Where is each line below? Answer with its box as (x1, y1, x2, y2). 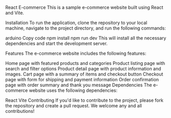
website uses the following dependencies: (29, 87, 118, 93)
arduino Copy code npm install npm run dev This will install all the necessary (5, 35, 166, 41)
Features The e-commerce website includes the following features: (5, 51, 146, 56)
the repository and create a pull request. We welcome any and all (5, 103, 142, 109)
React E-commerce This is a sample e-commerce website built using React (5, 5, 163, 10)
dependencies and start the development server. (5, 40, 108, 46)
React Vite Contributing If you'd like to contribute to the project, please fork (5, 97, 163, 103)
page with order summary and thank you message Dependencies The (5, 82, 152, 88)
